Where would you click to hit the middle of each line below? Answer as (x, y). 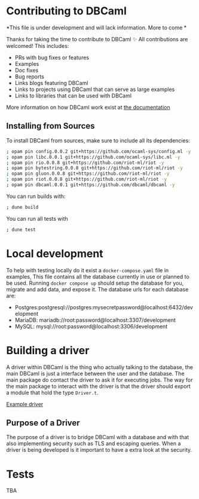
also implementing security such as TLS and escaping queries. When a (94, 443)
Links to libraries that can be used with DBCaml (73, 95)
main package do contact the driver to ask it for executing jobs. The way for (99, 380)
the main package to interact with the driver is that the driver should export (99, 386)
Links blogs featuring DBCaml (51, 83)
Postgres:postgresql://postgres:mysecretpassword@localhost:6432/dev (104, 307)
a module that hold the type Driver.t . (52, 392)
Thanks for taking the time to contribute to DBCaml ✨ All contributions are (97, 39)
